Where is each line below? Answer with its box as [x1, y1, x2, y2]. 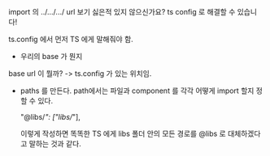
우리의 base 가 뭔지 [20, 52, 83, 61]
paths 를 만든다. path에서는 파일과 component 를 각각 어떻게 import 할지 [20, 86, 255, 95]
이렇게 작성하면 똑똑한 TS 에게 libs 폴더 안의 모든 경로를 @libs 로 [20, 129, 226, 138]
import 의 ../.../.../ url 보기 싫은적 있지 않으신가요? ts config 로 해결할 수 [8, 7, 236, 16]
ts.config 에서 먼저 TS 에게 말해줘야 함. [8, 35, 134, 44]
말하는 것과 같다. [28, 139, 81, 148]
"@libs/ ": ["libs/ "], [20, 112, 81, 121]
